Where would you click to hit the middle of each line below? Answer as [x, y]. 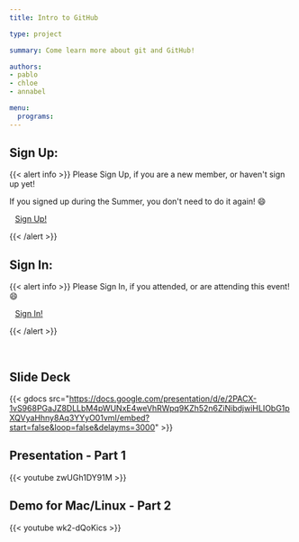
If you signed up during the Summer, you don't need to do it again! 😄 [138, 202]
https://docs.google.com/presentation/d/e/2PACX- [163, 399]
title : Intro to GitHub [54, 18]
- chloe [24, 83]
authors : [26, 67]
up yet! [23, 184]
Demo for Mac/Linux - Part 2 [91, 506]
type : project [36, 34]
